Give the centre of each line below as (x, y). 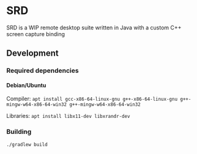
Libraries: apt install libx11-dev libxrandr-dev (68, 116)
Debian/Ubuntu (26, 85)
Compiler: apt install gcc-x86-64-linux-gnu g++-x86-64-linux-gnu (92, 99)
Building (19, 132)
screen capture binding (36, 34)
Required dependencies (43, 71)
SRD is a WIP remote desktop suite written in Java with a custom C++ (94, 28)
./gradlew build (27, 144)
